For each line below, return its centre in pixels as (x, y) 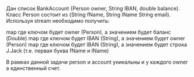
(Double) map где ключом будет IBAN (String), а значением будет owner (96, 38)
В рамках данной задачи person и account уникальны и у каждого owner (97, 62)
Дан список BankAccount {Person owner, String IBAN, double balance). (93, 8)
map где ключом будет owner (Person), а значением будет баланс (89, 32)
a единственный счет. (33, 68)
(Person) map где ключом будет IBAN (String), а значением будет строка (97, 44)
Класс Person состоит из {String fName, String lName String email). (89, 15)
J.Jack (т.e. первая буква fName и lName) (58, 51)
